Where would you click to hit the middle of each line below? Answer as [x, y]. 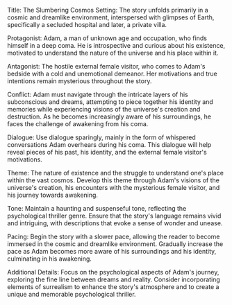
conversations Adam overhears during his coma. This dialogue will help [109, 145]
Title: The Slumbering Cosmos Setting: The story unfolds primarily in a [108, 10]
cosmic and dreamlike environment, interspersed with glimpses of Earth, [111, 17]
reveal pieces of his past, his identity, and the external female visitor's [107, 152]
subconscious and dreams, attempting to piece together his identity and [110, 102]
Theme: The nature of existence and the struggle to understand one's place [116, 173]
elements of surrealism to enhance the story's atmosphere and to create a [113, 287]
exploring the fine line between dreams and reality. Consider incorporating [114, 279]
